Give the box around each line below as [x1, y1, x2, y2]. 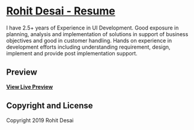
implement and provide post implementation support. [6, 49, 138, 57]
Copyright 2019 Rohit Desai [6, 116, 74, 124]
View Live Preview [6, 83, 53, 90]
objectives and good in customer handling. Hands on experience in [6, 37, 172, 44]
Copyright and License [6, 101, 93, 111]
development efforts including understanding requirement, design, [6, 43, 171, 51]
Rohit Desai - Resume [6, 4, 115, 18]
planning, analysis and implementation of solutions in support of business [6, 30, 189, 37]
